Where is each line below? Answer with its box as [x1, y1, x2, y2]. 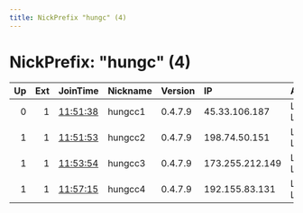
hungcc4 [107, 182, 146, 195]
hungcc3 [107, 156, 146, 169]
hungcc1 [107, 105, 146, 118]
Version [161, 84, 196, 97]
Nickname [107, 84, 152, 97]
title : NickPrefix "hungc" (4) [9, 13, 127, 22]
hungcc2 [107, 131, 146, 144]
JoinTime [58, 84, 99, 97]
